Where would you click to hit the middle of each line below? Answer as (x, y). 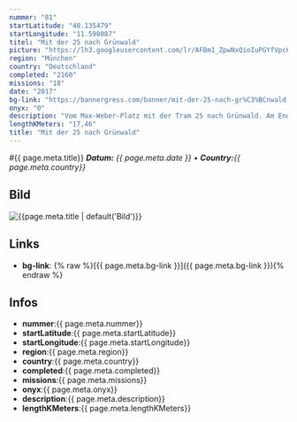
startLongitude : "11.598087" (63, 34)
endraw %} (42, 274)
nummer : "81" (33, 17)
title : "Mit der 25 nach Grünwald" (75, 133)
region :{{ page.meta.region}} (75, 352)
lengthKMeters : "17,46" (53, 125)
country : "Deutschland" (53, 67)
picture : (25, 50)
